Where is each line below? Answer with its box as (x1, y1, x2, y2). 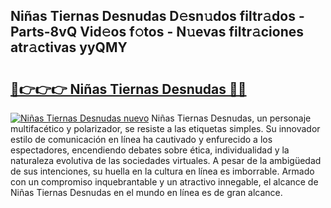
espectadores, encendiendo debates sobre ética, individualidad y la (10, 144, 290, 156)
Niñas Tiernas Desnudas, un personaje (151, 112, 312, 124)
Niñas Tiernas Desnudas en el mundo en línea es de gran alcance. (10, 187, 283, 198)
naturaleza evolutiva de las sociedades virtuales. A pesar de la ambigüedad (10, 155, 322, 166)
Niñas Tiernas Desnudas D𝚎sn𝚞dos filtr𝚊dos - (10, 8, 305, 25)
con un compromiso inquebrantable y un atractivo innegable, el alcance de (10, 176, 319, 188)
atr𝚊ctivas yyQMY (10, 39, 128, 56)
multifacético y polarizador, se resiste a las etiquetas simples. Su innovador (10, 123, 321, 134)
